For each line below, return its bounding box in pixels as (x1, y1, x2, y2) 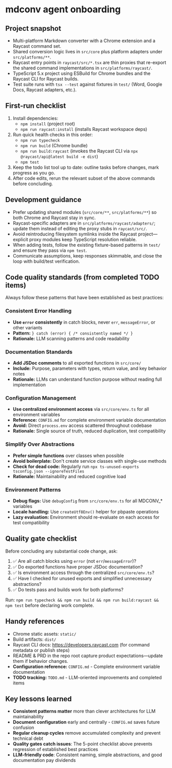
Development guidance (5, 195, 82, 204)
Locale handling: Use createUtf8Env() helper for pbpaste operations (12, 508, 159, 515)
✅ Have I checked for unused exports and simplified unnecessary (12, 575, 152, 581)
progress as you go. (12, 169, 55, 175)
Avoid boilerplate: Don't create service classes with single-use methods (12, 458, 167, 464)
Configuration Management (5, 394, 76, 401)
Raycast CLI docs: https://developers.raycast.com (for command (12, 641, 150, 647)
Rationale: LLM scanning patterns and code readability (12, 335, 130, 342)
